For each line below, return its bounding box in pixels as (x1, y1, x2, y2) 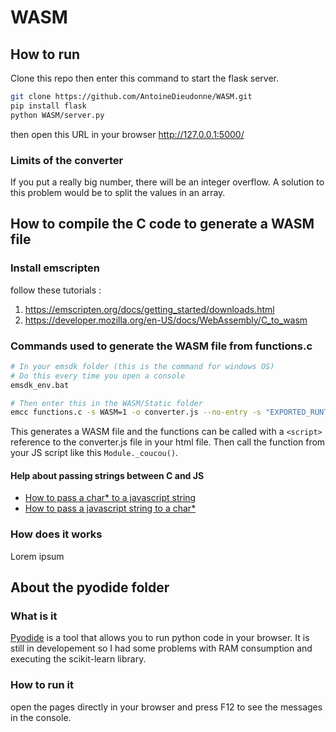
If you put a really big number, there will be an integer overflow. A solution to (10, 176, 325, 188)
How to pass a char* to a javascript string (24, 492, 197, 504)
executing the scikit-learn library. (10, 653, 147, 665)
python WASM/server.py (10, 110, 105, 120)
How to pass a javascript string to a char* (24, 502, 197, 515)
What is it (10, 609, 58, 623)
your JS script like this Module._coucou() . (10, 447, 179, 459)
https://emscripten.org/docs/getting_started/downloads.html (24, 303, 275, 315)
